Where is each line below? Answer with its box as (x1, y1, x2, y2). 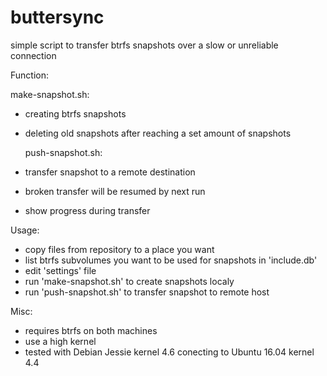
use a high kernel (24, 335, 97, 347)
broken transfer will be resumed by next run (24, 185, 206, 197)
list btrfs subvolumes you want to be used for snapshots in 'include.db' (24, 254, 318, 266)
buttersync (10, 6, 105, 29)
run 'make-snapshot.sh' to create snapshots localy (24, 275, 235, 287)
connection (10, 49, 57, 61)
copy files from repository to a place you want (24, 243, 215, 255)
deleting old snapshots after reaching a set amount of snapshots (24, 127, 292, 139)
